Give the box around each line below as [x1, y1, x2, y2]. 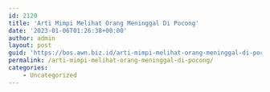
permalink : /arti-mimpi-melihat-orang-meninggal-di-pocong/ [8, 57, 215, 65]
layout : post [8, 42, 52, 50]
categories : [8, 64, 48, 72]
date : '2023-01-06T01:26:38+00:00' [8, 26, 128, 34]
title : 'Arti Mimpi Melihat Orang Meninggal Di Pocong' [8, 19, 199, 27]
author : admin [8, 34, 56, 42]
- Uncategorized [22, 71, 78, 79]
